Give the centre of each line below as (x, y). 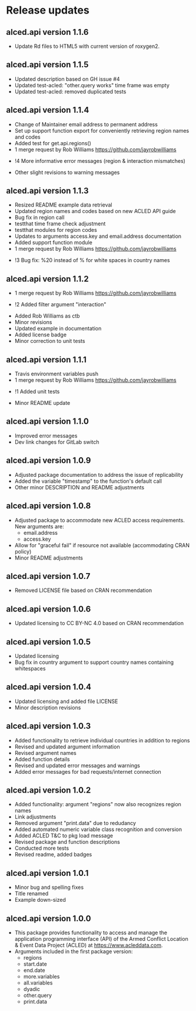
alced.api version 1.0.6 (49, 609)
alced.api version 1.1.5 (47, 65)
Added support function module (53, 243)
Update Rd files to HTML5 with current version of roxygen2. (87, 46)
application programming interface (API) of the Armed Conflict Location (101, 939)
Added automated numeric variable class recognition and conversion (98, 829)
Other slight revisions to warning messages (67, 172)
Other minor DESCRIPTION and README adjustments (79, 487)
